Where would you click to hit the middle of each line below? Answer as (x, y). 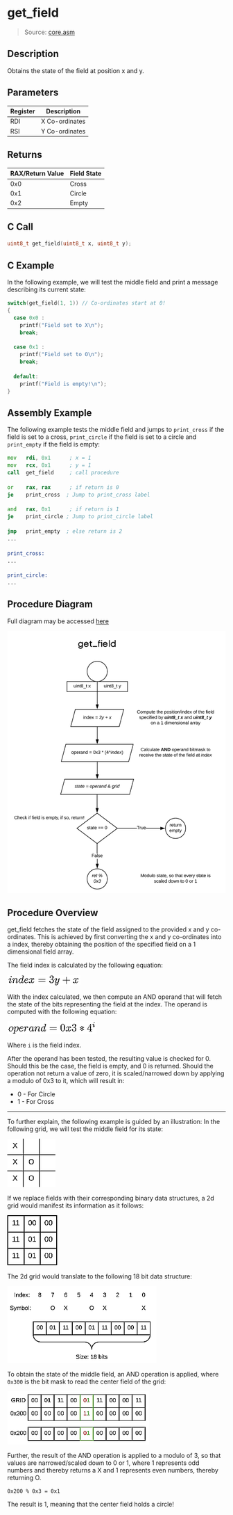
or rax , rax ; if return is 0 (63, 487)
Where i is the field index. (44, 1045)
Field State (86, 174)
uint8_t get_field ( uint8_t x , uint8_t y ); (69, 244)
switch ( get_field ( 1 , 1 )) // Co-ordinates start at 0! (87, 303)
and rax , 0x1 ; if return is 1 (63, 509)
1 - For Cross (35, 1102)
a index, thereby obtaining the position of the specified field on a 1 (102, 945)
